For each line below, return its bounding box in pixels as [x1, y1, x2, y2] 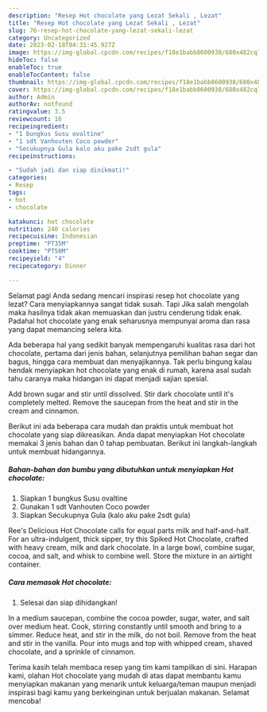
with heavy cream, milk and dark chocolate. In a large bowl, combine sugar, [8, 542, 256, 552]
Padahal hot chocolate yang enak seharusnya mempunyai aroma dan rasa [8, 315, 250, 326]
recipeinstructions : [8, 152, 77, 160]
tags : [8, 188, 26, 196]
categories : [8, 174, 48, 182]
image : [8, 48, 30, 56]
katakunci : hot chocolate [8, 218, 94, 226]
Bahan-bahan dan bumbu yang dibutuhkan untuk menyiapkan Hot [8, 465, 234, 474]
